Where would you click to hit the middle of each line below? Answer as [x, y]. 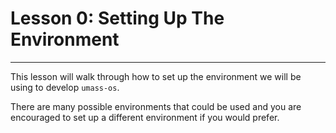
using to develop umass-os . [65, 87]
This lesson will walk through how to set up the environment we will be [156, 76]
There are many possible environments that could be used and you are [156, 106]
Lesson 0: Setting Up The [117, 18]
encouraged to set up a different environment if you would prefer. [145, 117]
